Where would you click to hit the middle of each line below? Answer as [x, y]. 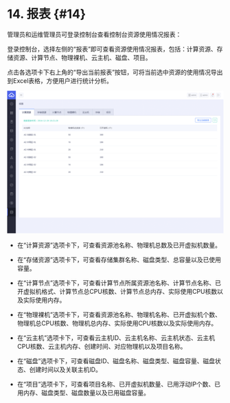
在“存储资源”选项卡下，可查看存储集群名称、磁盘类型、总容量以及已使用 [119, 260]
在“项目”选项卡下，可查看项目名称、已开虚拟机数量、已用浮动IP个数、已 [119, 384]
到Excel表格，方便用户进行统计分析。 [60, 80]
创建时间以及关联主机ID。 [65, 369]
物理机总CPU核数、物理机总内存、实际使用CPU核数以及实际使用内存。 [117, 323]
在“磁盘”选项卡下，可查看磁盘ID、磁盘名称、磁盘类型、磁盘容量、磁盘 [116, 360]
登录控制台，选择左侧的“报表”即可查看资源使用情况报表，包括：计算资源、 [112, 49]
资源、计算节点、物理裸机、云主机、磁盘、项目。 [82, 57]
